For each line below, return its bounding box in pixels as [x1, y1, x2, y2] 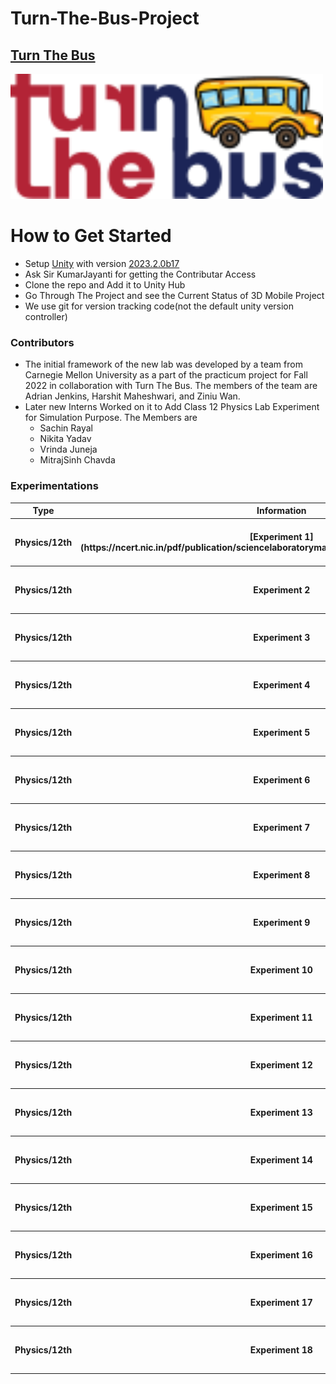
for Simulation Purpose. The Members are [24, 412, 198, 424]
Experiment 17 [249, 1296, 313, 1308]
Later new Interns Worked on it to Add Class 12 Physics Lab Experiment [24, 401, 320, 413]
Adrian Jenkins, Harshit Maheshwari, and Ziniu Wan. [24, 390, 241, 402]
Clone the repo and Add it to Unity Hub [24, 278, 186, 291]
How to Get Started [10, 225, 172, 247]
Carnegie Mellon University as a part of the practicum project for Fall [24, 369, 308, 381]
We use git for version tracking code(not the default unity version [24, 300, 295, 312]
